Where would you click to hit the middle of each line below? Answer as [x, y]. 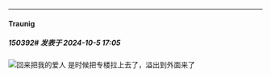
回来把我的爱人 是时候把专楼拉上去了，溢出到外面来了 [106, 64]
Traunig [22, 23]
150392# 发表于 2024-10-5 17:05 [65, 43]
